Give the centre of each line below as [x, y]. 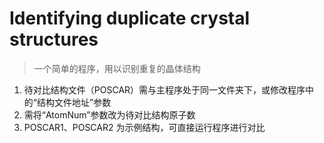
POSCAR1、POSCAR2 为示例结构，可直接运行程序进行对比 [144, 127]
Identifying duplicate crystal [130, 18]
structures [54, 39]
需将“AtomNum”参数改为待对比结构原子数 [109, 114]
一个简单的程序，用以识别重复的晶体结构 [117, 68]
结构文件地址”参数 [74, 102]
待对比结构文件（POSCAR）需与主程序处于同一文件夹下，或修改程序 [164, 89]
